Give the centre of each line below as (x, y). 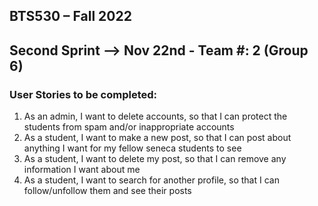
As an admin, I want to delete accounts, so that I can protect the (155, 116)
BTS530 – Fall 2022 (70, 16)
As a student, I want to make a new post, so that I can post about (157, 138)
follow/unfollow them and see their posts (107, 191)
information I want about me (82, 170)
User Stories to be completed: (83, 94)
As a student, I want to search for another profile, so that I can (151, 180)
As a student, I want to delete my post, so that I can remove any (155, 159)
